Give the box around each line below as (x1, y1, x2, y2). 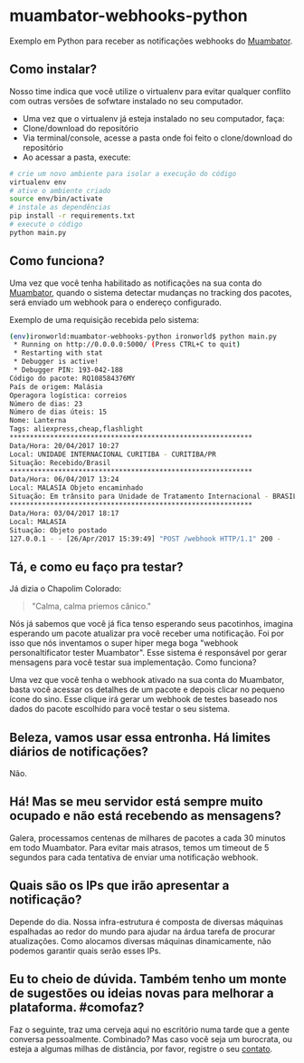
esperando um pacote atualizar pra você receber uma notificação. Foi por (9, 628, 285, 639)
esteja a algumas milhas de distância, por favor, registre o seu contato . (9, 1043, 273, 1054)
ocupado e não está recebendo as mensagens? (9, 808, 282, 824)
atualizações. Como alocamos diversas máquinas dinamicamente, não (9, 935, 271, 946)
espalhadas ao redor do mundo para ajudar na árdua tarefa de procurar (9, 926, 276, 937)
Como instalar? (9, 62, 98, 77)
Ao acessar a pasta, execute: (22, 151, 131, 162)
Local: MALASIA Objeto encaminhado (9, 483, 144, 492)
